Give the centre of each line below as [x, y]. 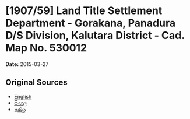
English [23, 96]
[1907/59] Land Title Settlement [84, 11]
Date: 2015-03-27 [27, 64]
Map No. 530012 [46, 48]
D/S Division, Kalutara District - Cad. [95, 36]
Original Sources [36, 83]
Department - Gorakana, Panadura [91, 23]
